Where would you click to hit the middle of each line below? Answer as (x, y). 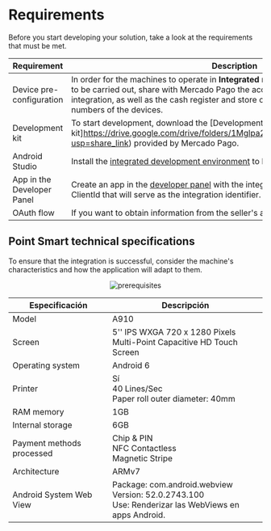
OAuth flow (33, 213)
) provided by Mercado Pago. (184, 143)
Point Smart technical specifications (102, 241)
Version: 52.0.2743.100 (158, 495)
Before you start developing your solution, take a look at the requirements (131, 37)
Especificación (58, 305)
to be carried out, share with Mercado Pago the (161, 89)
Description (235, 65)
